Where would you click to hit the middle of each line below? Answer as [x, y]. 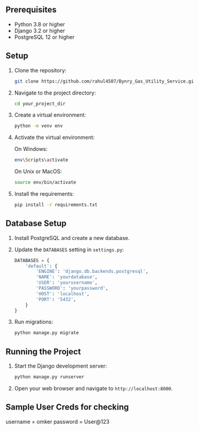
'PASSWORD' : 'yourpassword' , [72, 289]
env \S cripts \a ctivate [41, 160]
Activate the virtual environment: [54, 138]
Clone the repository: [40, 70]
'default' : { [42, 266]
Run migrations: [33, 322]
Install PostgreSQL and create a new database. [72, 238]
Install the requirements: [44, 194]
